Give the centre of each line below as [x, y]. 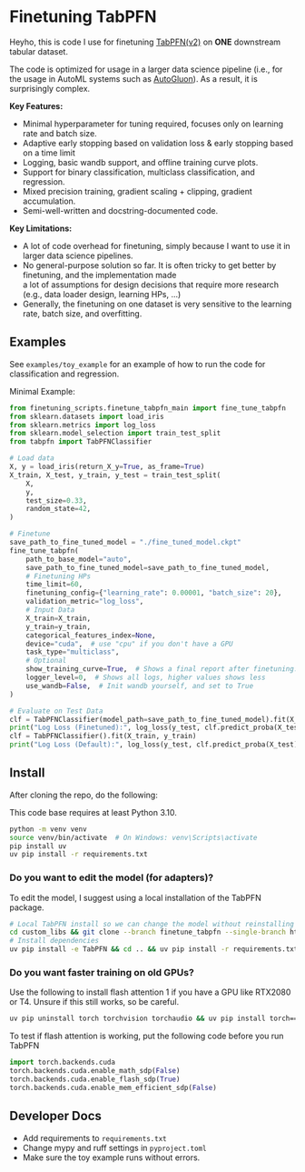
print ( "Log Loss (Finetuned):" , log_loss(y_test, [105, 728]
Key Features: [36, 105]
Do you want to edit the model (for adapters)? [112, 877]
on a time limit [49, 153]
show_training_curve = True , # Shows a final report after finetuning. [162, 669]
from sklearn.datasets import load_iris [87, 416]
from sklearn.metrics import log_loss [83, 425]
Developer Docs [56, 1116]
